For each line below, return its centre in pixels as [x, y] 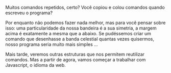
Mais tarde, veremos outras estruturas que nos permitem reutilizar [75, 54]
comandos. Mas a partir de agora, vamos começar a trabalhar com [76, 60]
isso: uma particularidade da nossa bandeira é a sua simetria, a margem [81, 28]
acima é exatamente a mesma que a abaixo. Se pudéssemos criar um [78, 33]
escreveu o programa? [29, 13]
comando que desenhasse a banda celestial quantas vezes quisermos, [80, 39]
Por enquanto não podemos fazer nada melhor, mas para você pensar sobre [86, 23]
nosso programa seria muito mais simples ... [52, 44]
